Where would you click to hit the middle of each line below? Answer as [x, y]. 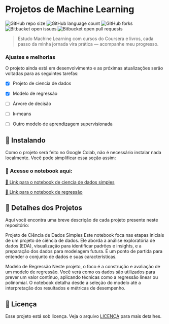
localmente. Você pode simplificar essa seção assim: [61, 158]
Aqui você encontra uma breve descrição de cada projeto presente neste [82, 220]
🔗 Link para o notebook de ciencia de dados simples [60, 182]
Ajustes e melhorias [30, 57]
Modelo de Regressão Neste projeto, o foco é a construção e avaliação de [83, 267]
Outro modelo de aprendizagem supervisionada [62, 124]
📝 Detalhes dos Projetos [44, 208]
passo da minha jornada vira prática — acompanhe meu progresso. [88, 44]
